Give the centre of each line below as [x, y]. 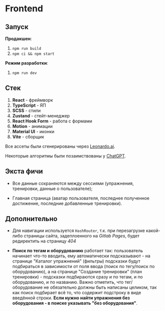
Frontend [24, 9]
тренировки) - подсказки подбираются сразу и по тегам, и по [78, 277]
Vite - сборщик [28, 137]
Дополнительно [31, 219]
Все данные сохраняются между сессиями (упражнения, [73, 183]
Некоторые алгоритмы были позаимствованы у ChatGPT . [66, 155]
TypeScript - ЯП [29, 105]
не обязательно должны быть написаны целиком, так [100, 287]
